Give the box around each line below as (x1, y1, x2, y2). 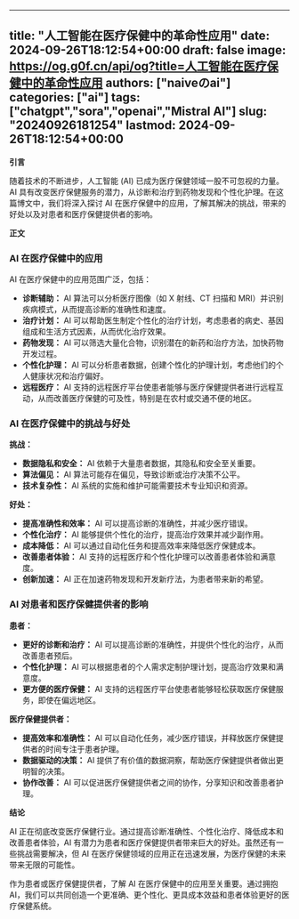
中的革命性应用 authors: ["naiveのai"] (20, 76, 231, 91)
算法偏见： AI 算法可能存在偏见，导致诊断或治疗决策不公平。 (21, 469, 246, 480)
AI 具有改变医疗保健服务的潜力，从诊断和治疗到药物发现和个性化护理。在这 (9, 186, 285, 197)
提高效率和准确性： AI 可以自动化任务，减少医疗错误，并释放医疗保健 (21, 732, 277, 743)
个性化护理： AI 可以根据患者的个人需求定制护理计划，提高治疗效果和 (21, 661, 277, 672)
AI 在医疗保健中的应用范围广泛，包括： (9, 274, 152, 285)
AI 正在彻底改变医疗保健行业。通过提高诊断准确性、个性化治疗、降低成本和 (9, 826, 285, 836)
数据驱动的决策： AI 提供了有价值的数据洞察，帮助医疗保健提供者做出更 (21, 754, 285, 765)
